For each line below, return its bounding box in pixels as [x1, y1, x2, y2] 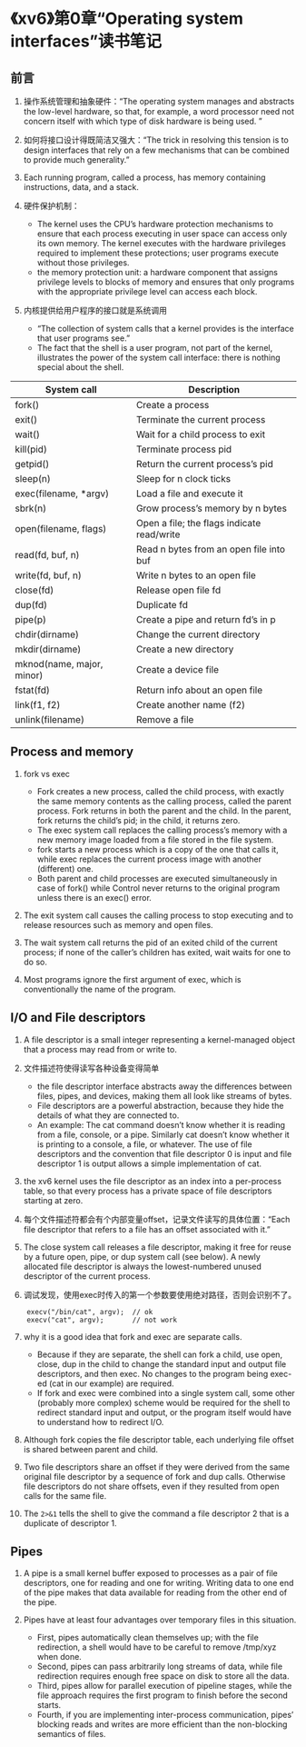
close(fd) [15, 584, 54, 596]
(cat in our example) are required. [49, 1378, 175, 1389]
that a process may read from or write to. [23, 1043, 178, 1054]
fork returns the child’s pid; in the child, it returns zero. [36, 814, 241, 825]
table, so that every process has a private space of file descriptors [23, 1185, 272, 1196]
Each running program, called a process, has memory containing [23, 172, 266, 183]
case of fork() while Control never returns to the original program [36, 883, 281, 893]
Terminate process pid [135, 443, 232, 455]
